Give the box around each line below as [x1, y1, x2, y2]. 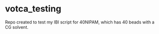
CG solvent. [5, 24, 29, 30]
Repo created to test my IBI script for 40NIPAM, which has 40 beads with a [5, 19, 155, 25]
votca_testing [5, 3, 62, 14]
